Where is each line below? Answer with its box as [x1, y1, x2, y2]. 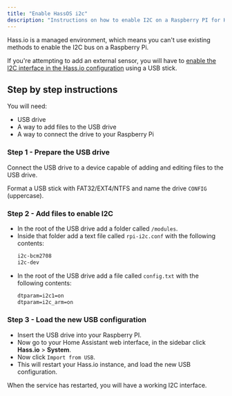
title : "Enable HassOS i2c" [7, 10, 88, 17]
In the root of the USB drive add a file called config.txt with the [17, 271, 199, 280]
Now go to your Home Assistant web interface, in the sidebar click [17, 338, 206, 346]
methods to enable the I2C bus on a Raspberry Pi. [7, 43, 149, 51]
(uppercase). [7, 191, 44, 199]
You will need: [7, 102, 47, 111]
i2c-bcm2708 [17, 252, 52, 260]
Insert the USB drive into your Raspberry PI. [17, 330, 142, 339]
